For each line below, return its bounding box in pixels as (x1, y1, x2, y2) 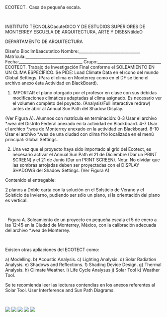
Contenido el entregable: (5, 177, 56, 183)
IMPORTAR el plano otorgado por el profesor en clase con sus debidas (12, 90, 157, 95)
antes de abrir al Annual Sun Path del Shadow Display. (12, 106, 123, 111)
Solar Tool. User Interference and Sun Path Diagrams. (5, 287, 115, 293)
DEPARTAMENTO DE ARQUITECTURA (5, 38, 83, 44)
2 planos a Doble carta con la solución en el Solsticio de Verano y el (5, 187, 144, 193)
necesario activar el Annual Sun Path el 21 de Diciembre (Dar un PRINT (12, 152, 158, 157)
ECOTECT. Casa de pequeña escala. (5, 4, 81, 10)
